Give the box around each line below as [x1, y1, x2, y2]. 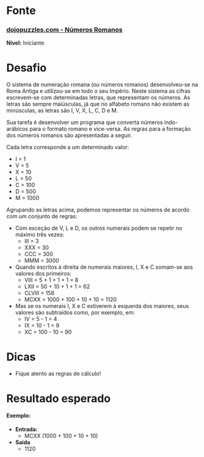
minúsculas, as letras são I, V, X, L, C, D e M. [6, 107, 118, 114]
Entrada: [15, 425, 38, 433]
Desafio [6, 60, 47, 75]
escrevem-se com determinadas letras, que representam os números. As [6, 94, 191, 101]
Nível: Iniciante [6, 39, 45, 46]
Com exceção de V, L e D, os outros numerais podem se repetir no [15, 224, 183, 232]
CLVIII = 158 [24, 290, 55, 297]
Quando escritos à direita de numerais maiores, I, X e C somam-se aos [15, 263, 194, 271]
